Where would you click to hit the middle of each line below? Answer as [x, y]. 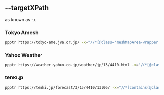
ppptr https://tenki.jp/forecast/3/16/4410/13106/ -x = [62, 88]
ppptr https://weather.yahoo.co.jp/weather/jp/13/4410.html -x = [72, 65]
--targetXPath [27, 8]
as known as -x [20, 19]
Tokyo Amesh [22, 32]
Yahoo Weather [24, 55]
